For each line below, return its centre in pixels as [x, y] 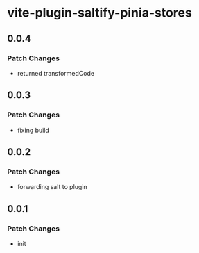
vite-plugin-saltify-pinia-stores [99, 13]
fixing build [33, 130]
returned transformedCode [56, 73]
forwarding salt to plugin [52, 187]
